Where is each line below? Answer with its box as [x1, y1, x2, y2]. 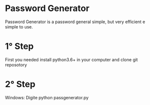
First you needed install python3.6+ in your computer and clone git [5, 56, 138, 63]
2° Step [5, 79, 35, 90]
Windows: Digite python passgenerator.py [5, 94, 89, 100]
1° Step [5, 41, 34, 52]
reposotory [5, 62, 28, 67]
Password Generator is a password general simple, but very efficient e [5, 19, 146, 25]
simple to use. [5, 24, 33, 29]
